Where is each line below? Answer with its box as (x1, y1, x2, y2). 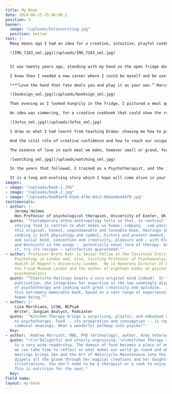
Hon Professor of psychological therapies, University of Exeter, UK (14, 214, 166, 219)
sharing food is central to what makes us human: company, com (14, 223, 155, 228)
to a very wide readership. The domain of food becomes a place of (14, 342, 161, 347)
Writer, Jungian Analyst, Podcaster (14, 309, 93, 314)
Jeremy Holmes (14, 209, 45, 214)
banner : (5, 22, 22, 27)
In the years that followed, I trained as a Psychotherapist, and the (10, 166, 164, 171)
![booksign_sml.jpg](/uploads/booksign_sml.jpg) (10, 92, 116, 97)
